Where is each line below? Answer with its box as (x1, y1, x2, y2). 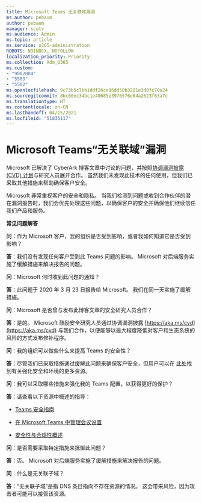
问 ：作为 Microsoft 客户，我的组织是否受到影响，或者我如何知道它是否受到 (6, 233, 191, 240)
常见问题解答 (6, 220, 38, 227)
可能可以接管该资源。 (16, 490, 70, 498)
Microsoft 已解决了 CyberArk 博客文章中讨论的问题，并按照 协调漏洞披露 (6, 164, 185, 172)
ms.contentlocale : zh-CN (6, 104, 69, 110)
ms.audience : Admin (6, 31, 55, 37)
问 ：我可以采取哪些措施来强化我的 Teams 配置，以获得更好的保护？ (6, 380, 173, 387)
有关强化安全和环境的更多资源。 (11, 367, 91, 375)
